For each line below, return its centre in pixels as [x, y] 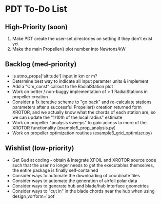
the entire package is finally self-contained [55, 170]
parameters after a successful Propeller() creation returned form [77, 107]
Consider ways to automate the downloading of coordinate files [76, 175]
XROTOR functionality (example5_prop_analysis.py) [64, 128]
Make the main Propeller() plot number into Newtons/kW [69, 49]
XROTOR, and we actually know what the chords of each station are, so [84, 112]
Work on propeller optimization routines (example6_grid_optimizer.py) [82, 133]
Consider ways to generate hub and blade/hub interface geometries [80, 185]
